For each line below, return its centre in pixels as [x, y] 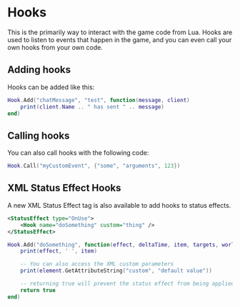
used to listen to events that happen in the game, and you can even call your [120, 39]
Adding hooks [39, 70]
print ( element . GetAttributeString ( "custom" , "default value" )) [116, 271]
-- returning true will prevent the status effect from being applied [127, 283]
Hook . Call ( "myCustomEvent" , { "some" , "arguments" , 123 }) [94, 166]
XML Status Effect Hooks [64, 188]
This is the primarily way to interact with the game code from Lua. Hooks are [120, 32]
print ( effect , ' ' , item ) [59, 251]
